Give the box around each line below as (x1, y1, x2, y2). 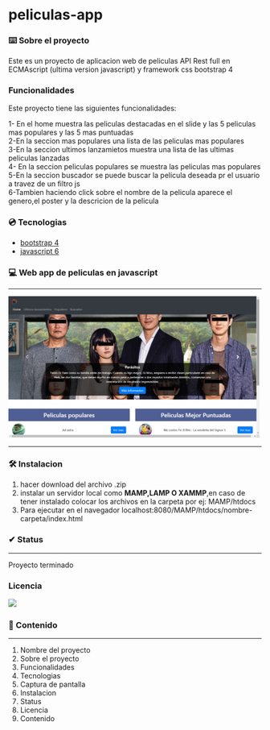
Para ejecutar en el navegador (19, 505, 121, 515)
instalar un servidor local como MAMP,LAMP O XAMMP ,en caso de (19, 488, 246, 498)
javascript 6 (19, 247, 59, 256)
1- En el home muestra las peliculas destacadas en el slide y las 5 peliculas (8, 118, 256, 128)
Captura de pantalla (19, 679, 86, 690)
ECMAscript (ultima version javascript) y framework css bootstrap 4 (8, 64, 233, 74)
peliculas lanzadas (8, 153, 70, 163)
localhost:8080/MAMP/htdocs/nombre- (121, 505, 253, 515)
